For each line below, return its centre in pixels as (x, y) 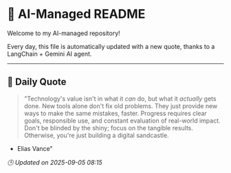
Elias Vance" (35, 148)
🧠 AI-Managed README (76, 14)
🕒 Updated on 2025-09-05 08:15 (55, 162)
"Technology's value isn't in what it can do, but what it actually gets (120, 99)
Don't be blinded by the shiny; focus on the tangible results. (109, 128)
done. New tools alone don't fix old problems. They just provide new (121, 105)
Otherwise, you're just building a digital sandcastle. (97, 135)
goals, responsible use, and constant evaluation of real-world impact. (122, 121)
